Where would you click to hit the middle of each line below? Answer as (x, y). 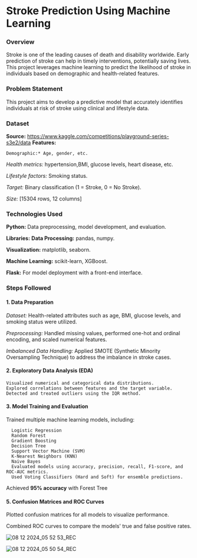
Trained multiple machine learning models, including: (70, 419)
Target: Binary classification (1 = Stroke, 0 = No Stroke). (74, 187)
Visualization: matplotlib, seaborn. (48, 250)
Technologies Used (35, 214)
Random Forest (29, 436)
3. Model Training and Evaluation (47, 407)
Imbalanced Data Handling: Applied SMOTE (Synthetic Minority (83, 351)
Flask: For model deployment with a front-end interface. (74, 272)
